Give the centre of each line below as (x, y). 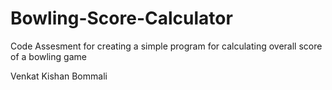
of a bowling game (48, 56)
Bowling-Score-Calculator (121, 18)
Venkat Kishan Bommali (59, 76)
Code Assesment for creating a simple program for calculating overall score (166, 46)
